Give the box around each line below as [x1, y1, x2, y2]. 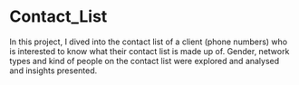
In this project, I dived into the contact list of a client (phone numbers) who [9, 36, 288, 47]
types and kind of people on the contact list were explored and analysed [9, 55, 280, 66]
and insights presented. [9, 65, 98, 76]
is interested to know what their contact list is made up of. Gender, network [9, 45, 290, 56]
